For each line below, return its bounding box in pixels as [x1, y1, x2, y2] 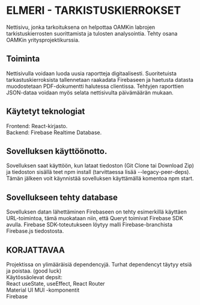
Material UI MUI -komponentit [6, 286, 80, 294]
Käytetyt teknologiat [6, 106, 85, 117]
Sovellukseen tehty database [6, 192, 118, 202]
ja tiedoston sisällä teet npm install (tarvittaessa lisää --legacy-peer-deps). [6, 168, 191, 176]
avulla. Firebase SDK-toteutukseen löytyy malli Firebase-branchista [6, 221, 173, 229]
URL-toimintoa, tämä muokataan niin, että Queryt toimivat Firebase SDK [6, 215, 183, 222]
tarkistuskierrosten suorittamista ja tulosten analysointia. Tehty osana [6, 29, 178, 37]
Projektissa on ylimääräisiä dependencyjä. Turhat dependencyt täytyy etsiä [6, 261, 192, 268]
